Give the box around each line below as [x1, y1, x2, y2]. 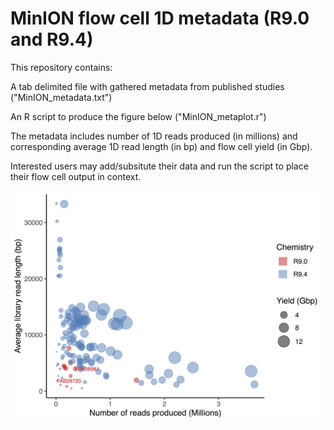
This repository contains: [10, 61, 113, 73]
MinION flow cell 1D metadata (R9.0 [10, 7, 310, 30]
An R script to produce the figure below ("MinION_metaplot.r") [10, 110, 267, 122]
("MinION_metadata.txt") [10, 91, 113, 103]
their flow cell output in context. [10, 170, 142, 182]
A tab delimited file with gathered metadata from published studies [10, 80, 285, 92]
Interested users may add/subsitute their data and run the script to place [10, 160, 309, 172]
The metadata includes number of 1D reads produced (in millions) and [10, 130, 298, 142]
